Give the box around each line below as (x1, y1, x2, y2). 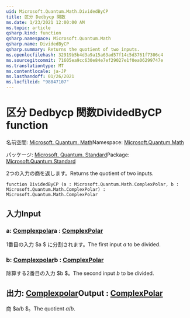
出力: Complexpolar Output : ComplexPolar (6, 288, 163, 298)
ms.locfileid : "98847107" (6, 79, 69, 85)
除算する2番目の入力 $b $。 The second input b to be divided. (6, 270, 154, 277)
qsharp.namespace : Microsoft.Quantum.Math (6, 36, 111, 41)
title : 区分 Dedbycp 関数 (6, 14, 66, 20)
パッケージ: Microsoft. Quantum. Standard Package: (6, 151, 130, 158)
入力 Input (6, 209, 41, 219)
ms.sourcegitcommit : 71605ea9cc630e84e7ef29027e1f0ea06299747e (6, 57, 164, 63)
